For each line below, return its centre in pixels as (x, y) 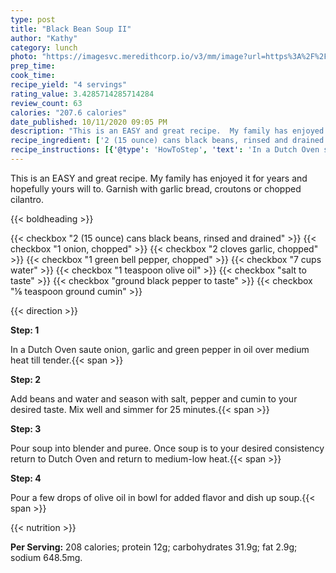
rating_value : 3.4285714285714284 (82, 94)
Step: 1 (25, 330)
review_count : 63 (46, 103)
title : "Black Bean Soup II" (71, 29)
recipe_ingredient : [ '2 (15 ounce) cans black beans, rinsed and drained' (169, 141)
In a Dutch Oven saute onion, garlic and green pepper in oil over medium (160, 349)
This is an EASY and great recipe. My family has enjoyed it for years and (159, 178)
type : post (33, 19)
